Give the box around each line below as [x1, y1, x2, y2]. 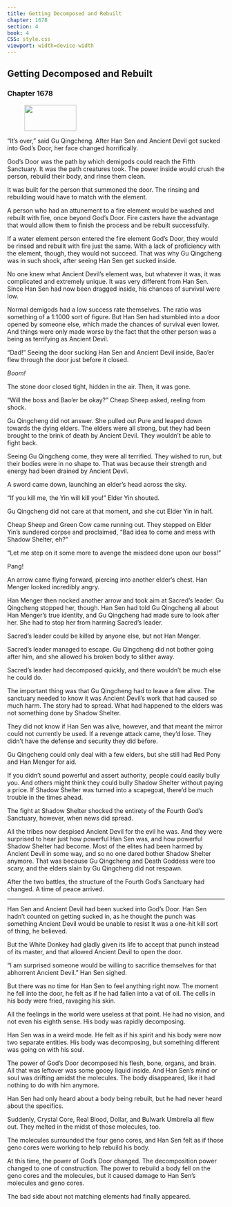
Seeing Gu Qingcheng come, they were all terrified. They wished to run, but [7, 451, 222, 461]
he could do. [7, 673, 43, 681]
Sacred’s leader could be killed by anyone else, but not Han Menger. [7, 632, 202, 640]
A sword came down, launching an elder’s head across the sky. [7, 480, 187, 488]
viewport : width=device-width [7, 42, 95, 49]
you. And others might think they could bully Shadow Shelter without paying [7, 778, 223, 787]
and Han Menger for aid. [7, 758, 77, 766]
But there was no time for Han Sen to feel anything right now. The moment [7, 981, 219, 990]
